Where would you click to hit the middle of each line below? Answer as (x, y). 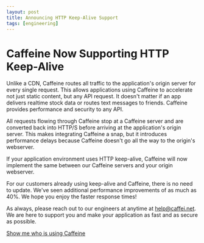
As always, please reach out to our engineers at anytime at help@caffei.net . (101, 209)
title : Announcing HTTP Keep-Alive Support (62, 18)
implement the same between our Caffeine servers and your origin (90, 165)
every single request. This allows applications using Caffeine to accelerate (100, 90)
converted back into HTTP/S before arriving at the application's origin (94, 128)
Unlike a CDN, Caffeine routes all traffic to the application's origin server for (101, 84)
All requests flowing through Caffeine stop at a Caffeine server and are (95, 121)
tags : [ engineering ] (33, 23)
